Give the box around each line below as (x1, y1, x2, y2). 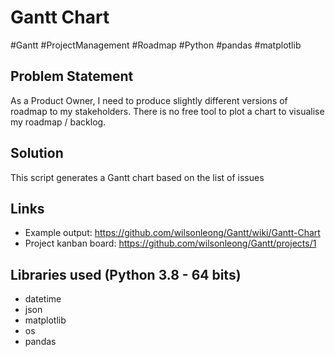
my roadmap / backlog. (10, 116, 107, 128)
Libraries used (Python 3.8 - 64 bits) (10, 266, 242, 283)
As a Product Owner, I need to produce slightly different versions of (10, 94, 288, 106)
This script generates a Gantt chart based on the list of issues (10, 171, 265, 183)
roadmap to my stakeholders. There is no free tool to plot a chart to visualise (10, 105, 325, 117)
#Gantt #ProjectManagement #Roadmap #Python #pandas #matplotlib (10, 39, 302, 51)
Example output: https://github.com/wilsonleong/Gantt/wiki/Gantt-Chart (24, 227, 321, 239)
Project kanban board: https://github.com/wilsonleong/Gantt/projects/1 (24, 237, 317, 250)
